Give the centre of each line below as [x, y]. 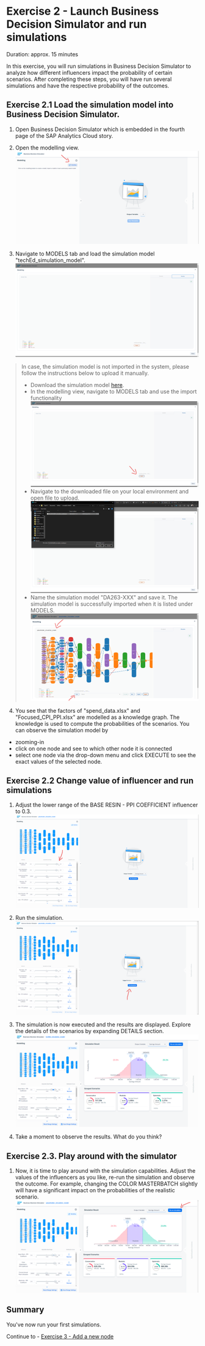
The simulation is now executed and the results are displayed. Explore [103, 1025]
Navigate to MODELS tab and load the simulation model [85, 254]
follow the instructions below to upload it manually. [85, 373]
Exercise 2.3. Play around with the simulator [92, 1156]
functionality [46, 398]
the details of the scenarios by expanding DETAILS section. [89, 1031]
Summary [25, 1310]
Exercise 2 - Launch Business [83, 11]
